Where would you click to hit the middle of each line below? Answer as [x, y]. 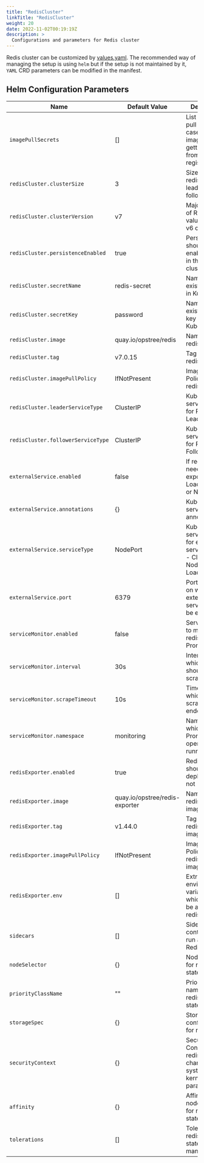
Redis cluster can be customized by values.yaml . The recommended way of [101, 57]
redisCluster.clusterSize [47, 184]
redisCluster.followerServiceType [59, 440]
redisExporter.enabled [42, 772]
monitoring [130, 735]
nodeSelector [28, 964]
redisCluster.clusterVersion [51, 216]
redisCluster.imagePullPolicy [53, 378]
